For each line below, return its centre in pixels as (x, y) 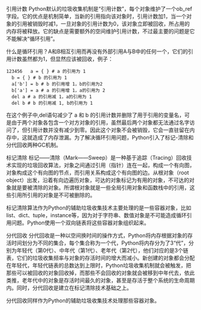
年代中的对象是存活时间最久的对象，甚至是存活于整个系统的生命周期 (111, 280)
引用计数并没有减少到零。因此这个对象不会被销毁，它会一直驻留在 (108, 130)
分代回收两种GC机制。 (34, 145)
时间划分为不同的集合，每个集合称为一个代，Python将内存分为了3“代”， (100, 243)
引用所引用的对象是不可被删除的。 (53, 195)
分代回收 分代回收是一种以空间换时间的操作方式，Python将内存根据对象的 (97, 235)
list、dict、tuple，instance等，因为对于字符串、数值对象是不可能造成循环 (97, 215)
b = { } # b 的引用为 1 (39, 78)
